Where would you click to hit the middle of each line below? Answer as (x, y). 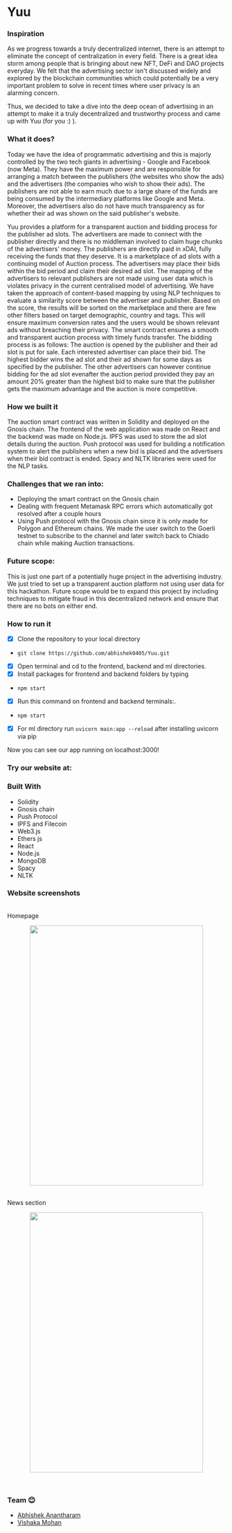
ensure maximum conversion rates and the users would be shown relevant (114, 322)
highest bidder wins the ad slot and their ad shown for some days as (105, 359)
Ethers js (30, 838)
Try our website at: (40, 768)
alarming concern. (33, 93)
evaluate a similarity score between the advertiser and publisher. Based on (114, 300)
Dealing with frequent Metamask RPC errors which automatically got (115, 506)
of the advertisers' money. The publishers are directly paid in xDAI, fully (109, 249)
